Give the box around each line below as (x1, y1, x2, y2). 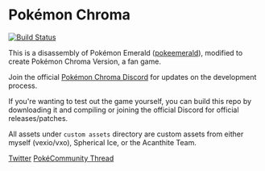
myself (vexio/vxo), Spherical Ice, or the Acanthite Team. (8, 137, 197, 147)
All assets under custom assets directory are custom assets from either (8, 129, 244, 139)
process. (8, 81, 38, 90)
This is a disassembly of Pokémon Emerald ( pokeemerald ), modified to (8, 48, 243, 57)
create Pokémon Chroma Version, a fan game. (8, 56, 161, 66)
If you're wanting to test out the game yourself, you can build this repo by (8, 96, 252, 106)
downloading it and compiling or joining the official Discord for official (8, 105, 239, 115)
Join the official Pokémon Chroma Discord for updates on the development (8, 72, 257, 81)
